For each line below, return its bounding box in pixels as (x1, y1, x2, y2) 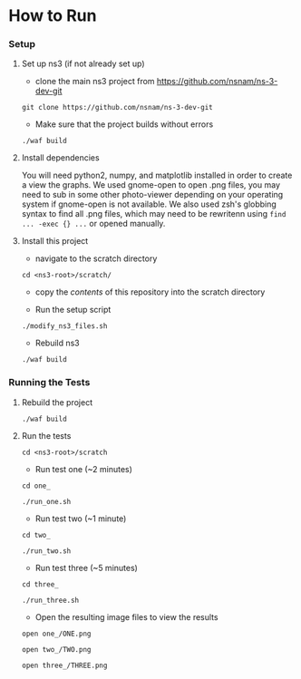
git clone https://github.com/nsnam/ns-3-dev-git (21, 103, 214, 112)
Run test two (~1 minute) (34, 513, 127, 524)
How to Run (8, 5, 97, 26)
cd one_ (21, 481, 51, 490)
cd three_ (21, 579, 60, 589)
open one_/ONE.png (21, 629, 92, 638)
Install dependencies (21, 152, 101, 163)
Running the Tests (8, 376, 91, 389)
